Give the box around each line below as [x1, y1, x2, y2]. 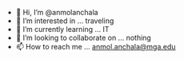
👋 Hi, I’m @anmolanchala [15, 8, 98, 17]
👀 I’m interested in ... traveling [15, 16, 114, 26]
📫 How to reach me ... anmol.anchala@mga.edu [15, 42, 176, 51]
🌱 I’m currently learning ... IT [15, 25, 110, 33]
